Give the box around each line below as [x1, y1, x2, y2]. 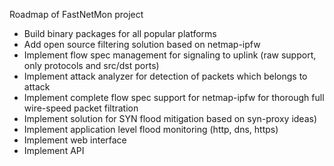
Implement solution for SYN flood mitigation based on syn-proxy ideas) [23, 113, 318, 124]
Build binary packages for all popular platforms [23, 28, 217, 39]
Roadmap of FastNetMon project [9, 9, 144, 20]
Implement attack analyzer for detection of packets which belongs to [23, 70, 308, 82]
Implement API [23, 145, 85, 156]
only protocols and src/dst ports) [23, 60, 160, 71]
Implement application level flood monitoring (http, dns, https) [23, 124, 279, 135]
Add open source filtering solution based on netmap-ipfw [23, 39, 261, 50]
